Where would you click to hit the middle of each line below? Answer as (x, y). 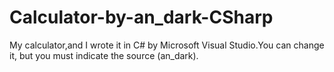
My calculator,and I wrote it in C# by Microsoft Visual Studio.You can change (167, 45)
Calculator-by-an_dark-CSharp (141, 17)
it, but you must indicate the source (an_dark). (104, 55)
